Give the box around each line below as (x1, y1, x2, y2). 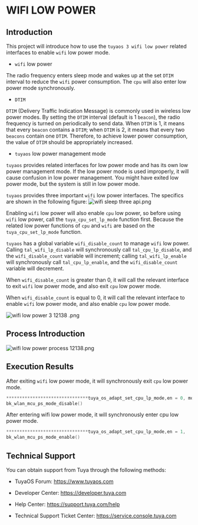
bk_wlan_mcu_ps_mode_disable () (6, 400, 83, 406)
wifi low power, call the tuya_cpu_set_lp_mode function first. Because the (6, 216, 184, 223)
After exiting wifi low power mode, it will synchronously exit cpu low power (6, 377, 189, 384)
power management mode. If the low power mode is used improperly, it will (6, 168, 189, 175)
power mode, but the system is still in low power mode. (6, 181, 140, 187)
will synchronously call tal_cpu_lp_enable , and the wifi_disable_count (6, 259, 178, 266)
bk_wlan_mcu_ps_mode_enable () (6, 435, 81, 441)
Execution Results (6, 361, 74, 372)
